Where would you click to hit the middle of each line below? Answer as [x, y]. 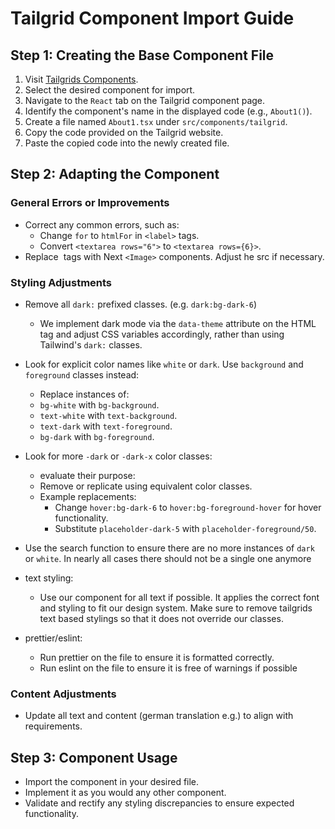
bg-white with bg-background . [99, 404]
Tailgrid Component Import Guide [152, 18]
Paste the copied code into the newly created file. [127, 143]
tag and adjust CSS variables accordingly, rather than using [162, 334]
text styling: [49, 578]
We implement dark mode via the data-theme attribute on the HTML [178, 323]
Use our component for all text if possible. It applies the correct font [179, 597]
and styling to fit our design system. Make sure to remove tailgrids [176, 608]
